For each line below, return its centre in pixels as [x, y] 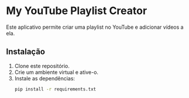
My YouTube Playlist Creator [77, 11]
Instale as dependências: [44, 78]
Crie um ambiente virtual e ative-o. [56, 72]
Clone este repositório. [42, 66]
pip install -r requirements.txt [55, 89]
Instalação [26, 52]
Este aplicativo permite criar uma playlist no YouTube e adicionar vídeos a [95, 27]
